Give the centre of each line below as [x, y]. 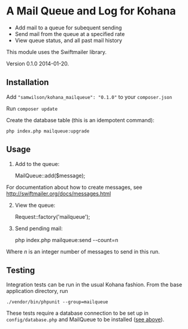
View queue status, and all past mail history [69, 40]
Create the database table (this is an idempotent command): [80, 120]
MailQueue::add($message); [50, 176]
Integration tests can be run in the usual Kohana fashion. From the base [94, 285]
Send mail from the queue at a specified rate [70, 34]
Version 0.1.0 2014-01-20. [38, 64]
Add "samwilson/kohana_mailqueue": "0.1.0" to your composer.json [89, 96]
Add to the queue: [37, 164]
